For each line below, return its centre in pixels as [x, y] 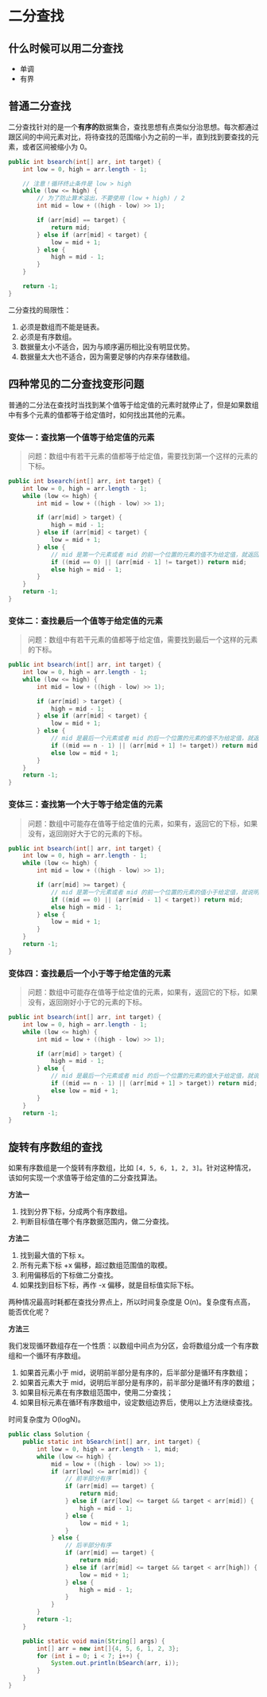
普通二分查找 [40, 106]
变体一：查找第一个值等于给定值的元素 [81, 437]
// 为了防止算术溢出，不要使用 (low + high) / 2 [111, 199]
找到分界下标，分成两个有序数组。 [75, 1212]
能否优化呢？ [29, 1312]
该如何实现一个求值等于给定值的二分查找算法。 [85, 1177]
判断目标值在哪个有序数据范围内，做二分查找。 [96, 1221]
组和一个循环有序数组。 [46, 1356]
